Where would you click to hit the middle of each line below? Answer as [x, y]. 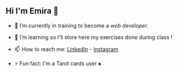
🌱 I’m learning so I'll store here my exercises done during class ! [93, 37]
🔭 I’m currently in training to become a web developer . [81, 25]
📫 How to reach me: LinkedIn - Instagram [66, 49]
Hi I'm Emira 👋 [32, 11]
